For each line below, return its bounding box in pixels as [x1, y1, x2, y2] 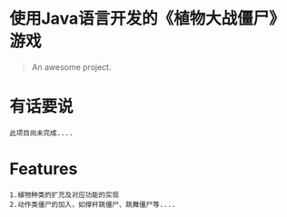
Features [9, 159, 78, 180]
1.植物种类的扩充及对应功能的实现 [9, 190, 120, 200]
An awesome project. [31, 61, 112, 73]
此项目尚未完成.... [9, 128, 74, 137]
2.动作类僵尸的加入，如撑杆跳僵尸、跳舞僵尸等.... [9, 200, 176, 209]
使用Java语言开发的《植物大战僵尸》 [9, 8, 285, 29]
